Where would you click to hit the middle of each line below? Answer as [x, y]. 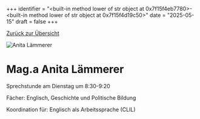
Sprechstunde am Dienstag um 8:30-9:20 [58, 86]
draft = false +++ [37, 21]
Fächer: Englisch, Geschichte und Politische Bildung [71, 98]
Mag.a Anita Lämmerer [65, 69]
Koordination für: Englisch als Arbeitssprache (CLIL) [71, 109]
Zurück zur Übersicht [33, 33]
